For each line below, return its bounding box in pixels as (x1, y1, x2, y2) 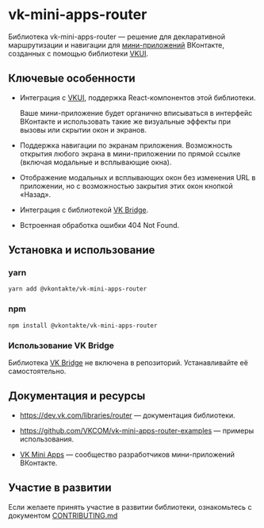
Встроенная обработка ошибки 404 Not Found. (19, 220, 180, 229)
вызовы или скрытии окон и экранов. (19, 125, 147, 134)
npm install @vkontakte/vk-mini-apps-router (8, 322, 158, 330)
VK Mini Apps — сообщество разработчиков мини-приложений (19, 449, 235, 459)
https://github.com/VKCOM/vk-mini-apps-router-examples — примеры (19, 426, 254, 435)
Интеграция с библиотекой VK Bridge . (19, 205, 149, 214)
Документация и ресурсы (8, 389, 146, 403)
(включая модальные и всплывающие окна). (19, 157, 172, 167)
